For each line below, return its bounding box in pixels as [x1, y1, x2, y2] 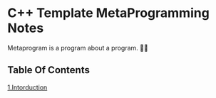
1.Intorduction [7, 83, 48, 92]
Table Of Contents [7, 64, 91, 76]
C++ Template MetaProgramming [7, 5, 210, 21]
